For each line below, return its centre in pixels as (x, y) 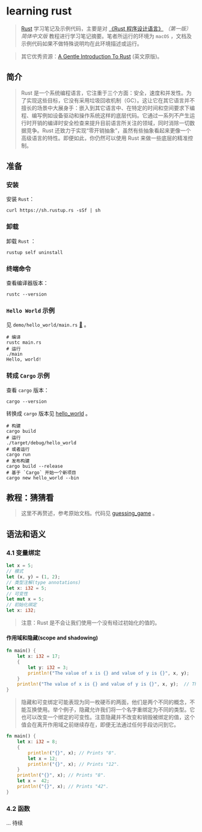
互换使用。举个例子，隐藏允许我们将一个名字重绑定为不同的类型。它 (111, 710)
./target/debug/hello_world (41, 443)
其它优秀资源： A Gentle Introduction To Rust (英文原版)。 (92, 56)
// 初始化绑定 (22, 605)
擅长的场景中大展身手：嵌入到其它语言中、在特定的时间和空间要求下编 (108, 108)
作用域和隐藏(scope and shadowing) (52, 638)
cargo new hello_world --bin (43, 478)
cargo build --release (35, 466)
